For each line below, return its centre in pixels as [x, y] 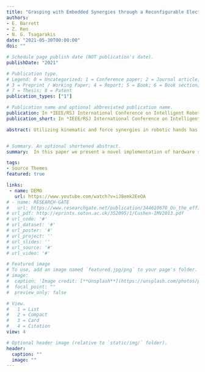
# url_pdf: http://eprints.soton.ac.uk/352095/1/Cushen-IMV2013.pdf [95, 213]
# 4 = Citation [28, 326]
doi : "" [16, 46]
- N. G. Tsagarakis [31, 35]
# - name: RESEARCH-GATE [38, 202]
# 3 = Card [23, 321]
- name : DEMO [26, 191]
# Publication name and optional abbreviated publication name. [90, 107]
